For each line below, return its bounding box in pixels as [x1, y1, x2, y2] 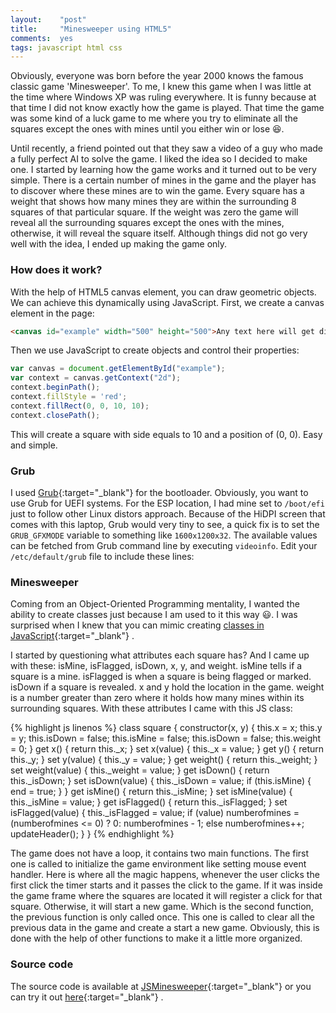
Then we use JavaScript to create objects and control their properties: [10, 344, 300, 356]
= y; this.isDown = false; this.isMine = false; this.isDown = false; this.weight [10, 732, 322, 745]
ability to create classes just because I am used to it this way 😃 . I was [10, 609, 298, 621]
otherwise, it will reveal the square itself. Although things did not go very [10, 227, 308, 240]
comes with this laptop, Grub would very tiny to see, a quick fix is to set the [10, 518, 320, 530]
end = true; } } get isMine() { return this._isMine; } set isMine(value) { [10, 786, 293, 798]
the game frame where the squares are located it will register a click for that [10, 890, 323, 902]
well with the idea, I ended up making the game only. [10, 238, 228, 250]
